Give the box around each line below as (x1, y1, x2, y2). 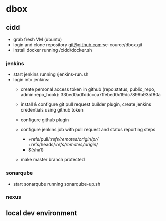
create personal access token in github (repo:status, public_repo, (20, 86, 155, 92)
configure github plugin (20, 117, 69, 123)
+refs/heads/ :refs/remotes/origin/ (28, 142, 98, 148)
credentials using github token (20, 107, 84, 113)
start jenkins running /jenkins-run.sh (13, 71, 89, 77)
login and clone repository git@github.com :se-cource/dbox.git (13, 42, 143, 48)
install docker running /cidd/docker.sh (13, 47, 92, 53)
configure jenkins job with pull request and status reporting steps (20, 127, 156, 133)
